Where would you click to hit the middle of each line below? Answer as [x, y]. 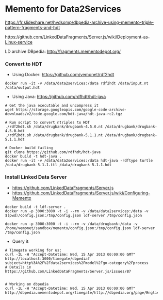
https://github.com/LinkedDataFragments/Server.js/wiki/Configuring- [81, 193]
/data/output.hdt [23, 88]
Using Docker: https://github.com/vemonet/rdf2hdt [63, 75]
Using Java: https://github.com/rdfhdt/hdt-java [59, 97]
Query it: [21, 241]
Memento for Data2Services [63, 9]
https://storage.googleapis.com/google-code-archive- [71, 110]
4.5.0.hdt [15, 131]
